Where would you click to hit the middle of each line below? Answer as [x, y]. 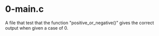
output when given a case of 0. [37, 28]
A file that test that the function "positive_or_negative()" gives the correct [79, 23]
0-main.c [24, 9]
